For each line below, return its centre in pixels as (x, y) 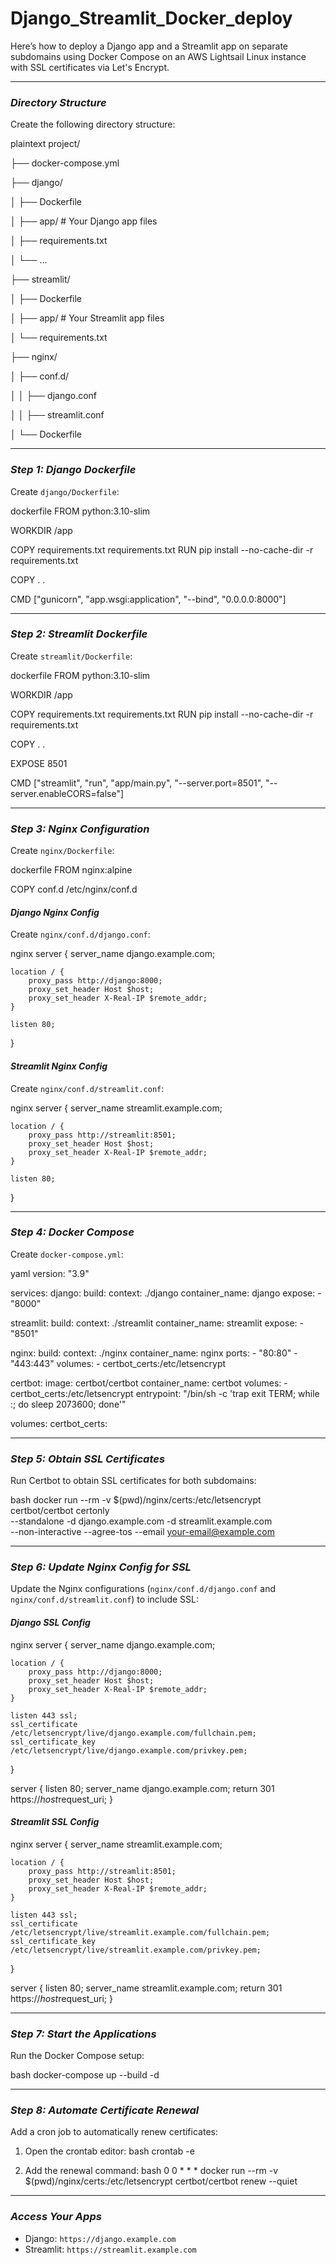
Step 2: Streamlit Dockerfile (79, 634)
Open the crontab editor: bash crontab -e (109, 2151)
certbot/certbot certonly (60, 1511)
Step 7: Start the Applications (83, 2034)
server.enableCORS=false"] (67, 793)
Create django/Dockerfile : (65, 491)
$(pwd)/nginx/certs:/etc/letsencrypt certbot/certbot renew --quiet (161, 2181)
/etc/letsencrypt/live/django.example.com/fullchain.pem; (133, 1733)
